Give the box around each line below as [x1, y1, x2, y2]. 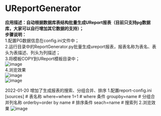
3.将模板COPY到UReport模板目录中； [5, 56, 80, 61]
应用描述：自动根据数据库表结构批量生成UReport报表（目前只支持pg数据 [5, 19, 151, 25]
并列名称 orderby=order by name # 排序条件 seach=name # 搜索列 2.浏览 [5, 100, 152, 105]
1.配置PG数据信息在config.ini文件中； [5, 37, 80, 43]
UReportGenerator [5, 3, 81, 14]
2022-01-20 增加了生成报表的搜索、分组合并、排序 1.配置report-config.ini [5, 87, 152, 93]
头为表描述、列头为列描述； [5, 49, 61, 56]
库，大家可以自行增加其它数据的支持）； [5, 25, 84, 31]
